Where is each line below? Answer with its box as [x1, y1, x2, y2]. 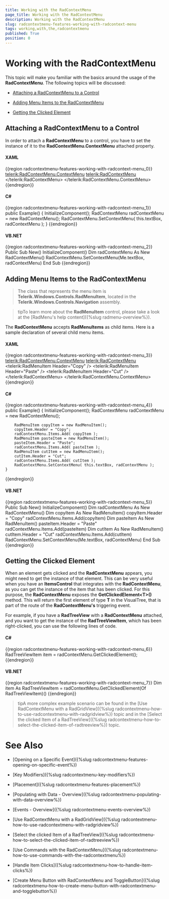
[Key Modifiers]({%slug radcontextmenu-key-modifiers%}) [12, 772, 135, 778]
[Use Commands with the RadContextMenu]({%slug [12, 847, 121, 853]
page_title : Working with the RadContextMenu [5, 12, 102, 17]
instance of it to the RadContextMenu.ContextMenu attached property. [5, 143, 155, 149]
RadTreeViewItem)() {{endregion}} [5, 690, 77, 697]
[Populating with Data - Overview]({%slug [12, 791, 100, 797]
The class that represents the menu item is [17, 288, 106, 294]
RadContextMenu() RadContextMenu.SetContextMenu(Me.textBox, [5, 255, 145, 261]
